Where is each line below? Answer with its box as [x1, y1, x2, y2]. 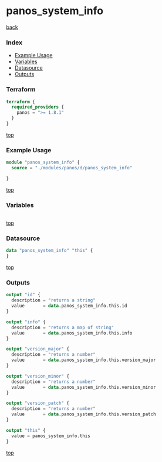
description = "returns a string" [11, 297, 96, 303]
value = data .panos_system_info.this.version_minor [11, 384, 157, 390]
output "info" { [6, 319, 46, 325]
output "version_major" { [6, 346, 69, 352]
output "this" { [6, 427, 46, 433]
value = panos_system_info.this [11, 432, 91, 439]
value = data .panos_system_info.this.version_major [11, 357, 157, 363]
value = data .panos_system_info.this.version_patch [11, 411, 157, 417]
